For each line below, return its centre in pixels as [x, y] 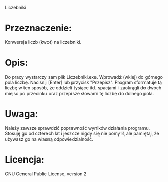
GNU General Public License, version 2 [46, 174]
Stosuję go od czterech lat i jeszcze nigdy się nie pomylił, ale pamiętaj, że [82, 133]
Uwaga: [21, 114]
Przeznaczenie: [38, 28]
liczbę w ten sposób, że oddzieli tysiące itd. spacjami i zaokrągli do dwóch [83, 88]
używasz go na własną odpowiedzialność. [49, 139]
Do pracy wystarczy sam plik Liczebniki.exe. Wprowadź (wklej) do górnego [84, 77]
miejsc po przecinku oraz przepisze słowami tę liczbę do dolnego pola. [79, 93]
